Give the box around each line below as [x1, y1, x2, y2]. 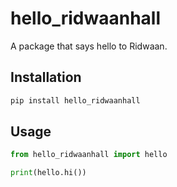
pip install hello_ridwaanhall [10, 95, 141, 106]
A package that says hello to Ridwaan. [10, 40, 168, 52]
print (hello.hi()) [10, 168, 87, 178]
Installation [10, 69, 82, 86]
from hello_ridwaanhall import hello [10, 150, 168, 160]
